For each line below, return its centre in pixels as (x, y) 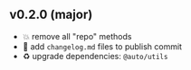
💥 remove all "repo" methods (77, 36)
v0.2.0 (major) (51, 15)
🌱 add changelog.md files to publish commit (102, 46)
